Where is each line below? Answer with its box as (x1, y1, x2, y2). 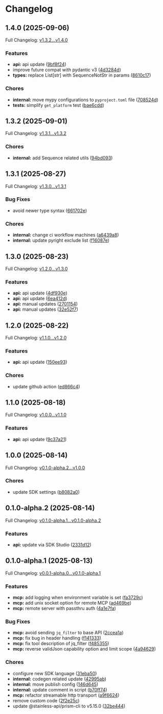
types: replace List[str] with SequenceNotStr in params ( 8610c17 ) (12, 72, 151, 78)
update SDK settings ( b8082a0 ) (12, 489, 80, 495)
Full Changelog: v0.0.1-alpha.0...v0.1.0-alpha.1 (5, 570, 101, 576)
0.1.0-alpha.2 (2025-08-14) (5, 504, 95, 513)
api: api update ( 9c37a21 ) (12, 436, 67, 442)
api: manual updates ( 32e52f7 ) (12, 306, 78, 312)
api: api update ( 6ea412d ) (12, 295, 67, 302)
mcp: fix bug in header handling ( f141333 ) (12, 635, 101, 641)
